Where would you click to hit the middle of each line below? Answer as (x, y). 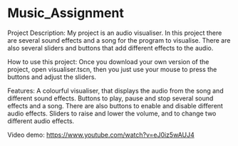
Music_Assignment (66, 13)
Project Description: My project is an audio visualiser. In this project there (115, 33)
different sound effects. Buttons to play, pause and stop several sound (110, 98)
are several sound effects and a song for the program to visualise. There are (119, 40)
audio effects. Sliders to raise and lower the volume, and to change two (112, 113)
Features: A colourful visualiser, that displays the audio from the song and (115, 90)
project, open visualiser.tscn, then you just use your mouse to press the (112, 69)
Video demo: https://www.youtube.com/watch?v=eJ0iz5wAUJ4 (101, 135)
